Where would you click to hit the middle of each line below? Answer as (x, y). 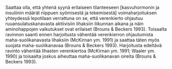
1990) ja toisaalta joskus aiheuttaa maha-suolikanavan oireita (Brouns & (81, 56)
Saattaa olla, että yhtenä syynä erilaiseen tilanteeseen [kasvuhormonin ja (82, 7)
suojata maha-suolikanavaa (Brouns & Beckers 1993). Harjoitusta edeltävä (84, 45)
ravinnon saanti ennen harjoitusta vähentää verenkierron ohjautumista (79, 34)
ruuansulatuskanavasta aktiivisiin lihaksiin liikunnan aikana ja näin (74, 24)
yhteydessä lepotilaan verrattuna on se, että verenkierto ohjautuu (74, 18)
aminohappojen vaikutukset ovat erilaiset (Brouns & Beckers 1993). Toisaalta (86, 29)
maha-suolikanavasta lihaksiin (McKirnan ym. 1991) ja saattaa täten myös (82, 40)
